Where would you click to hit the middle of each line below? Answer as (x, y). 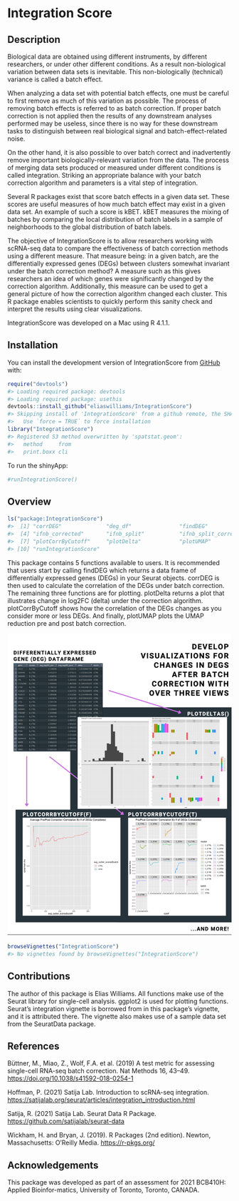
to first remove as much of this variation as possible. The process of (107, 101)
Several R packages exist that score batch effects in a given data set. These (118, 197)
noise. (16, 138)
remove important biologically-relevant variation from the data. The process (118, 160)
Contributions (39, 977)
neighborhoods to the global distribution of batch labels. (90, 227)
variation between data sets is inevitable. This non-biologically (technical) (115, 72)
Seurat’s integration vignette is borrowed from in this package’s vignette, (114, 1008)
